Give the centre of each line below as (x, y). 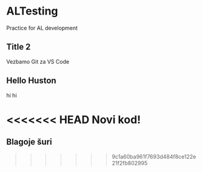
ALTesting (32, 11)
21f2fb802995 (130, 163)
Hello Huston (31, 81)
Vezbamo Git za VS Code (38, 61)
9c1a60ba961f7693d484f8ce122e (154, 156)
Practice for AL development (42, 28)
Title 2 (19, 47)
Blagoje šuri (29, 142)
